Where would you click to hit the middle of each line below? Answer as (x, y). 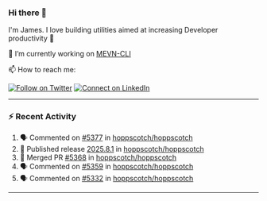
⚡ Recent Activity (43, 117)
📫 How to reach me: (42, 70)
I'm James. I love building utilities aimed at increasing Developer (113, 30)
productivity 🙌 (31, 38)
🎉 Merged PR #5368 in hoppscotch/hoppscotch (98, 157)
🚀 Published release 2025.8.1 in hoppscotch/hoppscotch (112, 149)
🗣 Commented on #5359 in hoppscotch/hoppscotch (106, 166)
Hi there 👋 (28, 13)
